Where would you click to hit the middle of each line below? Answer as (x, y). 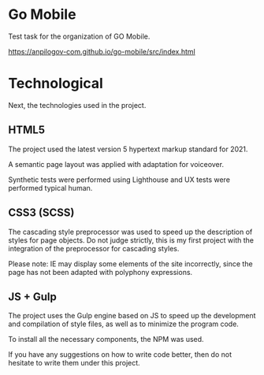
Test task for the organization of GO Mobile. (79, 36)
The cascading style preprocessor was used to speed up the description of (130, 232)
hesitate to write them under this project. (74, 363)
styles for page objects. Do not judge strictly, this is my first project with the (131, 240)
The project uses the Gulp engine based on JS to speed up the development (132, 316)
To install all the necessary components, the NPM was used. (106, 340)
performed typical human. (50, 187)
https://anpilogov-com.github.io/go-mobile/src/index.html (102, 51)
